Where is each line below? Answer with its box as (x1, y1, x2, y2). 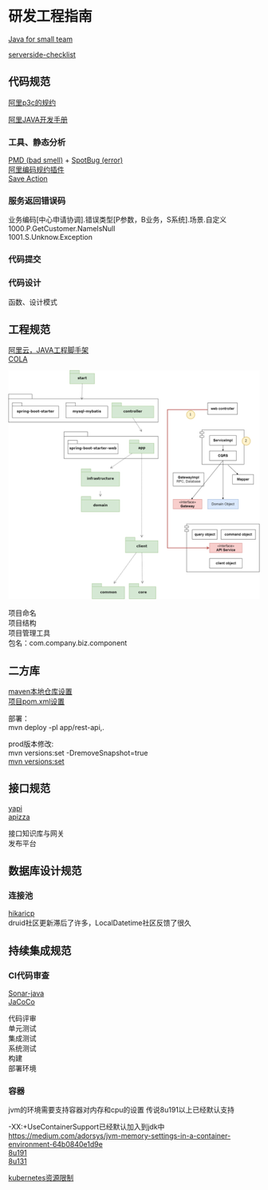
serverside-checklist (8, 50, 76, 59)
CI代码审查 (8, 969, 50, 980)
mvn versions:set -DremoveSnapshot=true (8, 748, 148, 757)
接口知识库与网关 (8, 829, 65, 838)
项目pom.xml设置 (8, 697, 65, 706)
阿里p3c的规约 (8, 98, 57, 107)
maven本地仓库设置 (8, 686, 73, 696)
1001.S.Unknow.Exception (8, 233, 93, 242)
